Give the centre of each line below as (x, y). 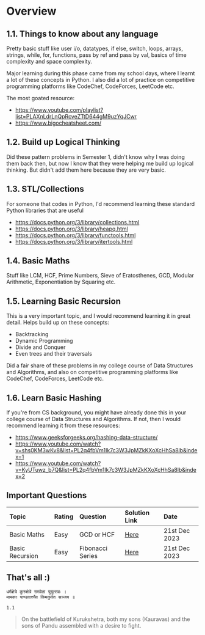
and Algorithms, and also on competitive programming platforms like (92, 372)
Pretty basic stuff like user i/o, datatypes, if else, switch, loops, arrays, (95, 48)
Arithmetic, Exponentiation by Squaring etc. (61, 282)
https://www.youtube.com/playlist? (59, 110)
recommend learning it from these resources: (63, 425)
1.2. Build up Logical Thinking (63, 142)
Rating (64, 516)
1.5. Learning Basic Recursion (63, 301)
